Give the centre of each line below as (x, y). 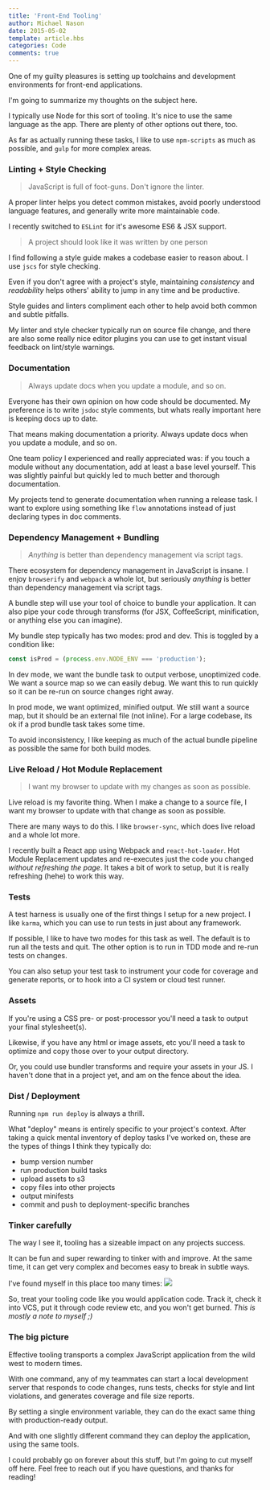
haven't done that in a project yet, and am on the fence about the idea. (125, 1075)
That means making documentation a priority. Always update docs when (128, 434)
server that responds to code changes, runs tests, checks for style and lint (132, 1387)
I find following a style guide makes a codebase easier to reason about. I (128, 257)
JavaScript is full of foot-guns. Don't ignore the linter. (116, 187)
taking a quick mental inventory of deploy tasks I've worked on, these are (130, 1137)
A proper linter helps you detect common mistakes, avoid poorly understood (135, 203)
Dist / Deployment (44, 1096)
